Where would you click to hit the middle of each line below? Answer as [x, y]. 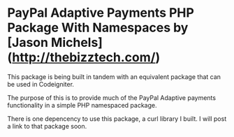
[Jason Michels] [55, 43]
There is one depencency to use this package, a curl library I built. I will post [117, 118]
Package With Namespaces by [98, 28]
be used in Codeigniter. [41, 84]
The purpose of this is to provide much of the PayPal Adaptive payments [112, 98]
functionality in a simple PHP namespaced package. [82, 105]
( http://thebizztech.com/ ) [84, 58]
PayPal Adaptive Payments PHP [101, 13]
